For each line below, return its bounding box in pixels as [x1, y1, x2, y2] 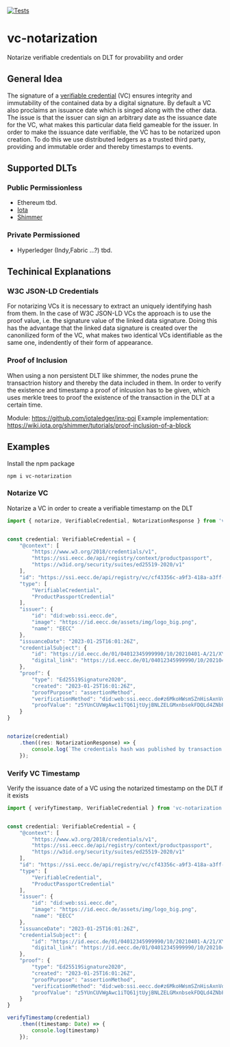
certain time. [7, 401, 43, 409]
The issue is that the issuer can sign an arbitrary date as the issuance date [7, 113, 217, 122]
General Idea [7, 73, 63, 85]
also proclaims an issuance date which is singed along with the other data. [7, 106, 217, 114]
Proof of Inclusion [7, 356, 68, 365]
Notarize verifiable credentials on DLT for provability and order [7, 53, 183, 61]
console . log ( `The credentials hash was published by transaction [31, 745, 222, 752]
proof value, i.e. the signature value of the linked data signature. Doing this [7, 317, 218, 325]
